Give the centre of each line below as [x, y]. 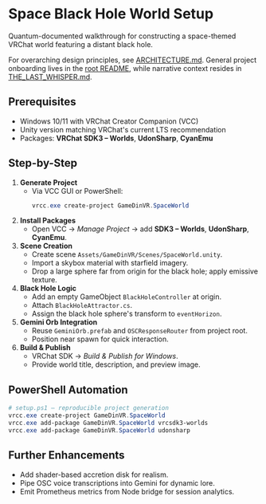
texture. [44, 280]
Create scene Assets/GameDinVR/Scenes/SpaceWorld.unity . [127, 254]
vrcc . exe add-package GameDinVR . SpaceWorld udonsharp [100, 430]
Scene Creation [46, 246]
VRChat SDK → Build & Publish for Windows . [105, 356]
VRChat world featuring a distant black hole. [81, 44]
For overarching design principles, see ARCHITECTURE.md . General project [133, 60]
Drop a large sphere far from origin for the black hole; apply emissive [145, 271]
